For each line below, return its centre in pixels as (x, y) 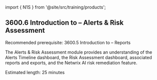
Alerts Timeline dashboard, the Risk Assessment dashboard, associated (79, 57)
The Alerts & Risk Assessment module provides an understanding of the (79, 52)
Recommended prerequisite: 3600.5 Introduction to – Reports (68, 42)
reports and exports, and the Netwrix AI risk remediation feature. (71, 63)
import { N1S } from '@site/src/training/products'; (55, 7)
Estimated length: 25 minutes (35, 72)
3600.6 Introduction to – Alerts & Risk (64, 23)
